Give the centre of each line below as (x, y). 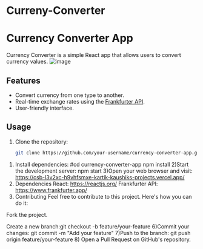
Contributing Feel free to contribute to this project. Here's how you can (103, 196)
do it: (22, 203)
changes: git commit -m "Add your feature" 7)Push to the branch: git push (98, 233)
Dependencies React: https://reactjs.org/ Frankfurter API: (86, 184)
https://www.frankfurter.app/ (51, 190)
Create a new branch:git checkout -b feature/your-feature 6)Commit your (98, 226)
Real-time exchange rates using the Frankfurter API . (80, 101)
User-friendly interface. (44, 108)
